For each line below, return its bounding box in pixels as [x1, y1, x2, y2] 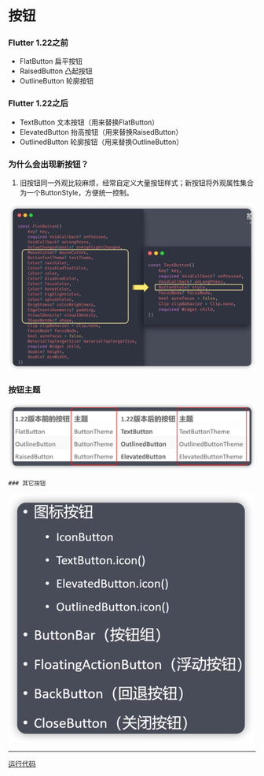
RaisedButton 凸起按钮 [19, 66, 93, 76]
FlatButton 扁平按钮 [19, 57, 82, 66]
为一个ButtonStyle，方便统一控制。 [19, 188, 134, 198]
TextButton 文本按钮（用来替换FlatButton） [19, 117, 159, 127]
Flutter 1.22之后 [8, 98, 68, 109]
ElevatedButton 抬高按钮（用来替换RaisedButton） [19, 127, 183, 136]
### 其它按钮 [8, 480, 46, 488]
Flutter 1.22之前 [8, 37, 68, 48]
